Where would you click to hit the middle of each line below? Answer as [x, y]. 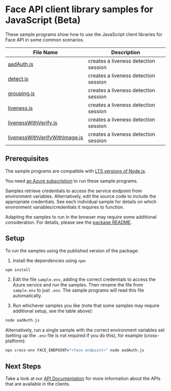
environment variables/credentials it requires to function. [65, 207]
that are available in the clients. [38, 384]
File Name [45, 52]
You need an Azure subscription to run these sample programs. [72, 181]
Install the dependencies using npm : [49, 260]
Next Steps [23, 366]
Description [126, 52]
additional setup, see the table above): [53, 311]
